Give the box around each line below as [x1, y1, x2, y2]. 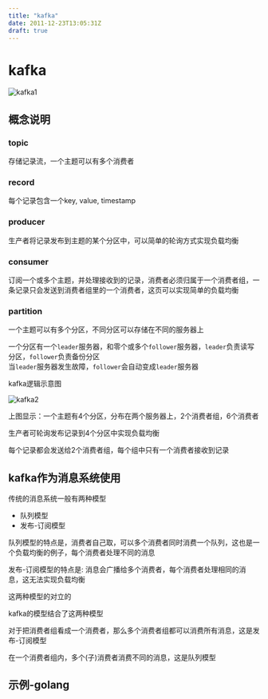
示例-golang [8, 678, 70, 692]
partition [8, 306, 43, 317]
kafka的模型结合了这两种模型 [8, 609, 104, 618]
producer [8, 217, 45, 228]
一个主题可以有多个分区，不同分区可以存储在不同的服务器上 [8, 325, 204, 334]
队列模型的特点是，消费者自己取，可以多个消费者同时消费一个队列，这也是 [8, 537, 253, 547]
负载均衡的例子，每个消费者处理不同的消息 [14, 548, 156, 557]
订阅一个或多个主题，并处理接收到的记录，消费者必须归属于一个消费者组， [8, 275, 253, 285]
